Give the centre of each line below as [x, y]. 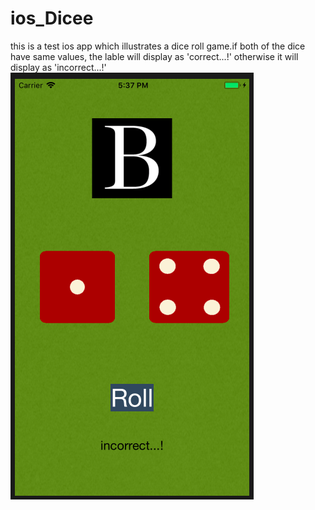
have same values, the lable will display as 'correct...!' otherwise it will [154, 56]
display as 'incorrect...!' [58, 67]
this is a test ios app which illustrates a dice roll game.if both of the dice [158, 46]
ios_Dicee [52, 18]
